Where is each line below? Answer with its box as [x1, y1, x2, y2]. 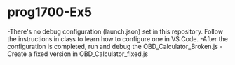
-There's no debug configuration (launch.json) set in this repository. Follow [7, 27, 223, 36]
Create [7, 50, 27, 58]
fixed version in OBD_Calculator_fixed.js [33, 50, 149, 58]
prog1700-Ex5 [7, 4, 93, 20]
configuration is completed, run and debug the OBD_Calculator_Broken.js [7, 42, 219, 50]
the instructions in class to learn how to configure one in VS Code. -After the [7, 34, 228, 43]
